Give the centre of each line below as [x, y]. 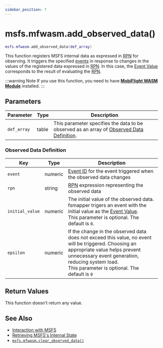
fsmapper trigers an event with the [107, 205]
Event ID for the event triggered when [111, 171]
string [51, 188]
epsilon [16, 252]
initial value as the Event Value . [103, 211]
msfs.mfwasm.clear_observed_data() [48, 341]
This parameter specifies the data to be [98, 123]
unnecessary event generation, [103, 255]
